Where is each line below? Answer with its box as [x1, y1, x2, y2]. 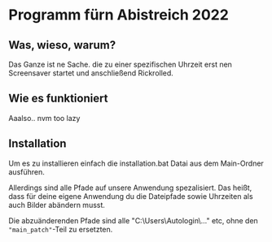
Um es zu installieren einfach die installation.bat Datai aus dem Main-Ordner [8, 158, 265, 168]
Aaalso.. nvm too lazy [8, 113, 81, 123]
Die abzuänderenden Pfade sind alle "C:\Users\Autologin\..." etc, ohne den [8, 215, 258, 225]
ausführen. [8, 166, 45, 176]
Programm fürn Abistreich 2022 [8, 6, 230, 24]
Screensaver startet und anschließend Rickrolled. [8, 68, 173, 78]
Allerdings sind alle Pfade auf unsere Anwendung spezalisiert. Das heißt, [8, 183, 252, 192]
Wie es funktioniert [8, 92, 108, 106]
